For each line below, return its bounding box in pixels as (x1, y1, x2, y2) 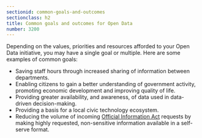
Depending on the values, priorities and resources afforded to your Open (6, 43, 190, 50)
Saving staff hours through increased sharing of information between (15, 68, 190, 75)
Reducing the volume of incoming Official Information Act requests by (15, 113, 192, 120)
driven (15, 100, 32, 107)
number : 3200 (6, 26, 40, 32)
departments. (15, 74, 50, 81)
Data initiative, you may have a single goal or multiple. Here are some (6, 49, 181, 57)
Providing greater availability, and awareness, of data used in (15, 93, 170, 101)
